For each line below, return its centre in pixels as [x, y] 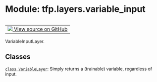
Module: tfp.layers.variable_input [76, 9]
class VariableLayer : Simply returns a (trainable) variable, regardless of [79, 69]
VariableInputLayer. [25, 41]
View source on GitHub [41, 29]
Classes [18, 57]
